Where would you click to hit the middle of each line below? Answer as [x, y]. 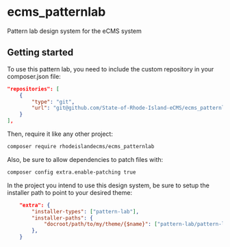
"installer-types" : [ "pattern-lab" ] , [85, 211]
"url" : [41, 108]
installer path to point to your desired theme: [69, 192]
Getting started [40, 52]
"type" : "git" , [53, 102]
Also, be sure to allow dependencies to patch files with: [85, 159]
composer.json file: [34, 76]
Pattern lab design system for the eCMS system [75, 31]
